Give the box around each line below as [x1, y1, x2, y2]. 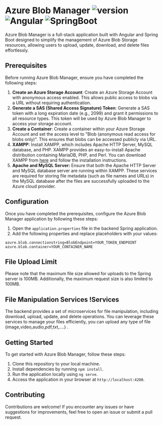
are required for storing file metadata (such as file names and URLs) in [12, 172, 154, 179]
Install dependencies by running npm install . [12, 366, 104, 372]
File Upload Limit [5, 257, 57, 266]
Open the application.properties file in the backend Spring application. [12, 225, 158, 231]
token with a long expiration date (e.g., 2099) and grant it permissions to [12, 110, 158, 116]
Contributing [5, 391, 45, 399]
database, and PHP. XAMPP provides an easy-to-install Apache [12, 146, 140, 152]
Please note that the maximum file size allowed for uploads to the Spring [5, 271, 151, 277]
